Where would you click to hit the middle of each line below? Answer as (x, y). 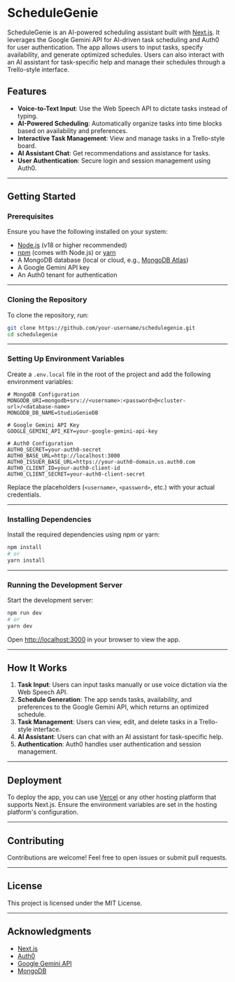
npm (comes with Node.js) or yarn (67, 253)
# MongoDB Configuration (43, 394)
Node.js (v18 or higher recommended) (72, 245)
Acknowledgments (50, 932)
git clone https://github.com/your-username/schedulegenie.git (101, 328)
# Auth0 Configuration (40, 443)
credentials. (24, 495)
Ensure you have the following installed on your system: (87, 232)
